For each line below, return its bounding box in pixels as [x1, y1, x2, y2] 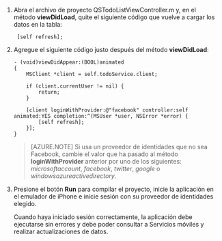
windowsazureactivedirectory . [30, 172, 117, 180]
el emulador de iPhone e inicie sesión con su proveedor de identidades [13, 192, 214, 201]
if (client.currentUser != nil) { [26, 83, 124, 90]
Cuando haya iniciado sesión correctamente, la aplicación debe [13, 213, 193, 221]
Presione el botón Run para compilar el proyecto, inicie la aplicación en [13, 185, 214, 193]
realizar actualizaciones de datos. [13, 227, 109, 236]
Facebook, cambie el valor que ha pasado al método [30, 150, 179, 158]
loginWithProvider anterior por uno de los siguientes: [30, 157, 182, 165]
